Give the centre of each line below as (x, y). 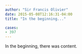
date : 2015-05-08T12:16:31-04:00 (39, 14)
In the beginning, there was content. (41, 46)
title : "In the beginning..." (36, 19)
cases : (12, 27)
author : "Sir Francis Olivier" (37, 10)
